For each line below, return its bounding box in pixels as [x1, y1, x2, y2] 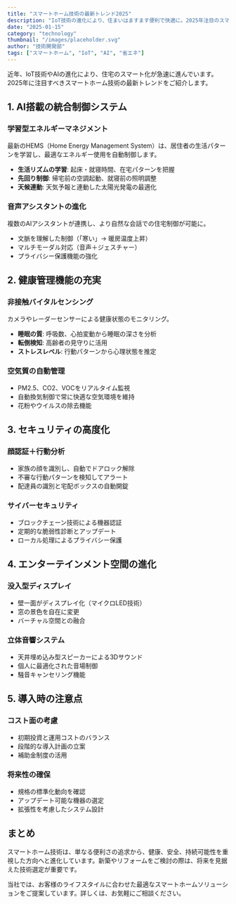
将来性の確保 [7, 770, 51, 779]
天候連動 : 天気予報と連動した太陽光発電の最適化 [17, 182, 157, 191]
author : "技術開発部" [7, 43, 65, 50]
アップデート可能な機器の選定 [17, 796, 104, 804]
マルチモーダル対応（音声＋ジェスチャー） [17, 243, 141, 251]
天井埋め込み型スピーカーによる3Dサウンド [17, 652, 143, 661]
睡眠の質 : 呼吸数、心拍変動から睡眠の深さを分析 [17, 329, 157, 338]
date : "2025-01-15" [7, 23, 65, 30]
